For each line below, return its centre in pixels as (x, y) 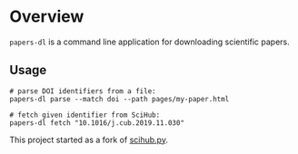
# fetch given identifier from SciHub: (85, 115)
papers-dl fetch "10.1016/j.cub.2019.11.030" (97, 123)
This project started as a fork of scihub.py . (89, 140)
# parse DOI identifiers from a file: (83, 91)
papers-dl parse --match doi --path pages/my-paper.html (119, 99)
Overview (47, 17)
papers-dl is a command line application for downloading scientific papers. (150, 42)
